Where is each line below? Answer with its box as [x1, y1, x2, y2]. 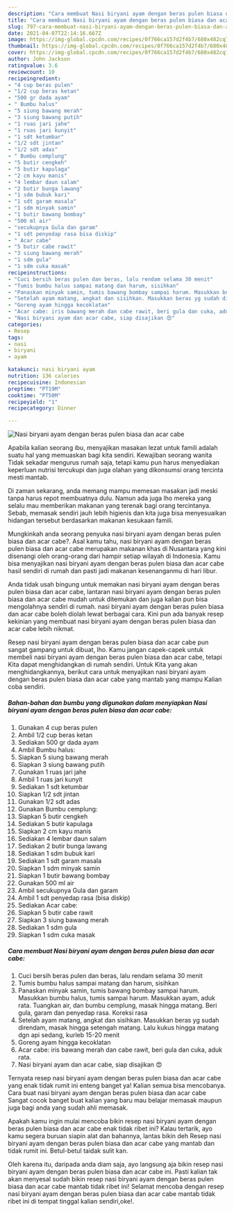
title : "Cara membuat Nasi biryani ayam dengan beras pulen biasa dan [8, 17, 217, 24]
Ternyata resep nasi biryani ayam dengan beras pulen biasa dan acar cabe [8, 1074, 222, 1082]
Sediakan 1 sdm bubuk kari [17, 849, 95, 857]
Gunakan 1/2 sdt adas [17, 798, 81, 806]
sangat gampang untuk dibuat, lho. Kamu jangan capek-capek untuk [8, 646, 204, 654]
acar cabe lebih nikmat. [8, 625, 75, 633]
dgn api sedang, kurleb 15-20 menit [17, 1031, 120, 1039]
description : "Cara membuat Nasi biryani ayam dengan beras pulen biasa [8, 10, 223, 17]
